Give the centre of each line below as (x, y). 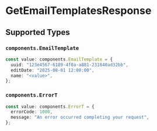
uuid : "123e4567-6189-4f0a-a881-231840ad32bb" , (70, 65)
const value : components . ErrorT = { (50, 107)
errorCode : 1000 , (32, 112)
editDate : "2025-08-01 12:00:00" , (53, 70)
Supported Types (38, 32)
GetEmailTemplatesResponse (78, 11)
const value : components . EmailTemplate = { (59, 59)
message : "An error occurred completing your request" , (80, 118)
